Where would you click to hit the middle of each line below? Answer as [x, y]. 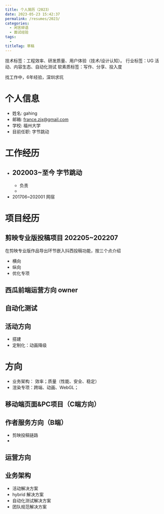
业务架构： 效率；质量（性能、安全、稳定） [56, 381]
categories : [17, 23]
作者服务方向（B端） [36, 422]
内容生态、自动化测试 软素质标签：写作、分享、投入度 [68, 67]
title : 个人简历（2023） [28, 10]
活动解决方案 [25, 488]
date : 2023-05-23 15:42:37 [33, 14]
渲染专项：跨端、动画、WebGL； [45, 388]
